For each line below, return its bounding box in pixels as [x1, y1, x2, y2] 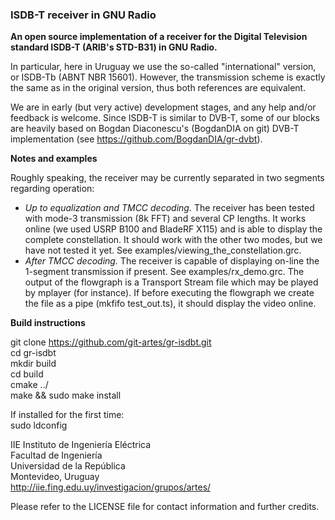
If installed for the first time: [10, 409, 125, 421]
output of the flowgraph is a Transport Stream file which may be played [24, 276, 319, 288]
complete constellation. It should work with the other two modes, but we [24, 234, 323, 246]
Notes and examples [10, 153, 98, 165]
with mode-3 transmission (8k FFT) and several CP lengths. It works [24, 213, 307, 225]
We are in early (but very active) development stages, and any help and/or [10, 101, 317, 113]
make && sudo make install [10, 389, 122, 402]
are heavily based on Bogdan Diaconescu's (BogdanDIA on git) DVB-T [10, 123, 300, 135]
